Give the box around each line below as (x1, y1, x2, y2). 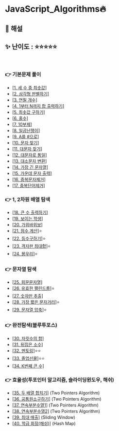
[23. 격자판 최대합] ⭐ (12, 243, 51, 249)
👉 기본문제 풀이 (5, 71, 41, 78)
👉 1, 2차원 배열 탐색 (5, 196, 51, 203)
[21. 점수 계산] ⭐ (12, 227, 42, 233)
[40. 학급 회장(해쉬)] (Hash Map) (12, 420, 76, 426)
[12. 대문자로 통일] (12, 152, 47, 158)
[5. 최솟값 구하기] (12, 109, 45, 115)
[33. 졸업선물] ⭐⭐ (12, 355, 45, 361)
